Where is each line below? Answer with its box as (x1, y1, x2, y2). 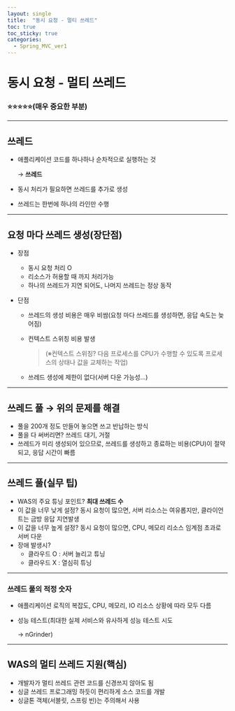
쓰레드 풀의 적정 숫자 (7, 584, 72, 593)
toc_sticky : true (7, 29, 58, 37)
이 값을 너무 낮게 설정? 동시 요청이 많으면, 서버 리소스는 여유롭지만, (17, 505, 200, 514)
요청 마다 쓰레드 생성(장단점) (7, 229, 122, 241)
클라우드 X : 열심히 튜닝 (27, 558, 92, 567)
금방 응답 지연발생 (30, 514, 80, 523)
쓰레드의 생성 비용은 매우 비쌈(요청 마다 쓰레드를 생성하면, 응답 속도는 (27, 311, 217, 319)
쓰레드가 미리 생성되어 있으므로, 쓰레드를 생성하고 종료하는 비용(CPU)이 (17, 439, 213, 448)
